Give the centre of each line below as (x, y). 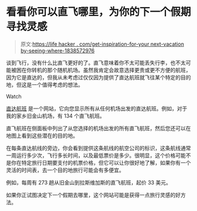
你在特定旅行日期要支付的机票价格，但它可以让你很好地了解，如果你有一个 (101, 162)
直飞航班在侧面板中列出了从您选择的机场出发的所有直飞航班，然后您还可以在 (98, 128)
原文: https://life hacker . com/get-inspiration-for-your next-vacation (102, 44)
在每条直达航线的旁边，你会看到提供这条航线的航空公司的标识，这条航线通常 (98, 148)
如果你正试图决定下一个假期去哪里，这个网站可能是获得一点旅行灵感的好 (93, 195)
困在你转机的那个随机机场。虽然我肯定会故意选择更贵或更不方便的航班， (103, 70)
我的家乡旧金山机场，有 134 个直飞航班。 (56, 115)
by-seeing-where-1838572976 (57, 50)
